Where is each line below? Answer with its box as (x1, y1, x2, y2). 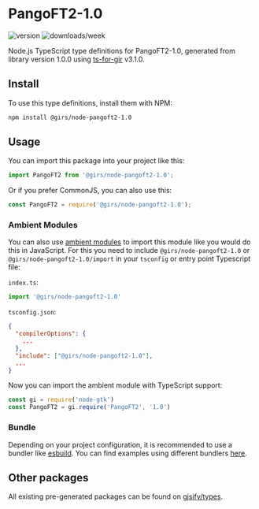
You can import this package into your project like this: (8, 156, 185, 165)
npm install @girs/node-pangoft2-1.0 (8, 113, 132, 121)
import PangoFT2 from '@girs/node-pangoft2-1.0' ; (8, 171, 175, 180)
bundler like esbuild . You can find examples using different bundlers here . (8, 448, 248, 458)
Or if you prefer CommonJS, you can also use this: (8, 186, 172, 195)
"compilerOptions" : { (15, 330, 87, 338)
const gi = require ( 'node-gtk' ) (8, 396, 114, 404)
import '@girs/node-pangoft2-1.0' (8, 293, 122, 301)
